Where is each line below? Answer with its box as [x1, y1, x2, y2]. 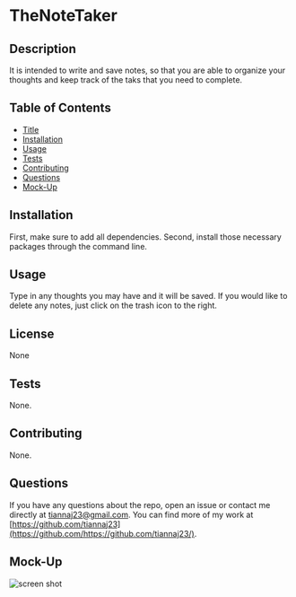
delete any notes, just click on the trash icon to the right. [9, 300, 218, 311]
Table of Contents [9, 101, 112, 116]
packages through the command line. [9, 241, 148, 251]
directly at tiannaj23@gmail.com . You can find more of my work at [9, 509, 254, 520]
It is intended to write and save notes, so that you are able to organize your [9, 65, 286, 75]
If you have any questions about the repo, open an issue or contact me [9, 499, 271, 510]
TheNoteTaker [9, 5, 118, 26]
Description [9, 41, 76, 57]
